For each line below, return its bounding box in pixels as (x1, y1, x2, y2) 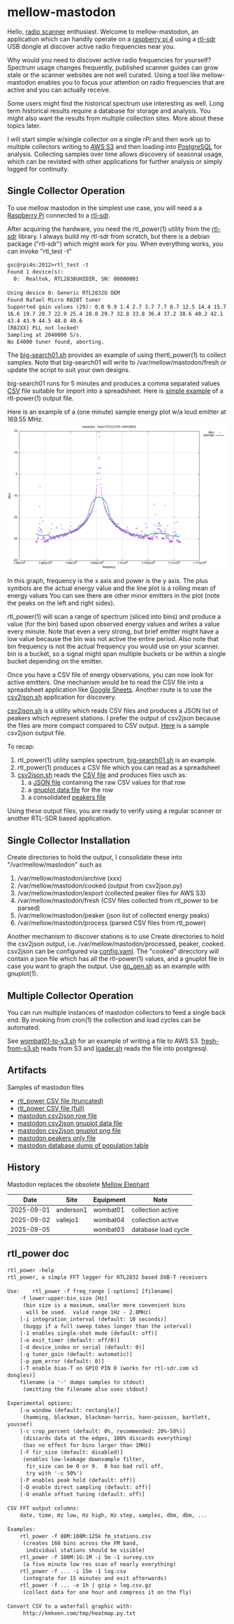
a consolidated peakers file (27, 793, 106, 801)
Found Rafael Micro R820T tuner (7, 296, 101, 303)
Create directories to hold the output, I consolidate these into (7, 853, 183, 862)
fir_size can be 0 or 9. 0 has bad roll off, (25, 1463, 164, 1470)
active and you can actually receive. (7, 85, 111, 94)
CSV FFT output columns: (7, 1505, 80, 1512)
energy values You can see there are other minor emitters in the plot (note (7, 591, 220, 600)
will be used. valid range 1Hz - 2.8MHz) (25, 1309, 152, 1316)
